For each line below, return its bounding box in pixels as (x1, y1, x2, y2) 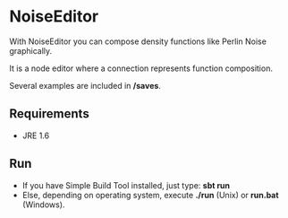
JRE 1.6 (21, 130, 50, 141)
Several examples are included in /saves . (9, 80, 161, 91)
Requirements (9, 106, 89, 122)
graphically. (9, 45, 53, 56)
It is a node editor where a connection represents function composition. (9, 63, 273, 74)
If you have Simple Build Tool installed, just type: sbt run (21, 179, 231, 190)
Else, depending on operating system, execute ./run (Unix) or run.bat (21, 189, 279, 200)
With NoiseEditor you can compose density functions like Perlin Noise (9, 36, 267, 47)
